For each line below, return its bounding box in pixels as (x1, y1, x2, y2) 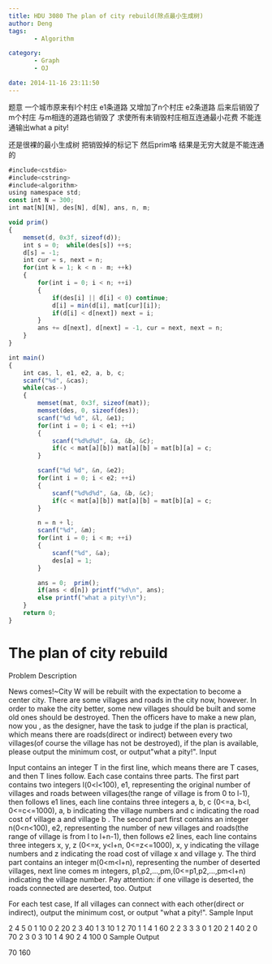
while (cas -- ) (23, 384, 67, 392)
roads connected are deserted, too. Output (8, 883, 152, 893)
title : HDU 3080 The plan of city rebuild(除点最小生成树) (8, 11, 204, 20)
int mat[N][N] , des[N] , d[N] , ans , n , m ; (8, 204, 151, 212)
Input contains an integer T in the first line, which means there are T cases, (8, 762, 259, 772)
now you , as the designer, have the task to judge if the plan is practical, (8, 721, 249, 730)
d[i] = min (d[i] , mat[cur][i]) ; (51, 301, 162, 309)
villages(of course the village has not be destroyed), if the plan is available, (8, 738, 259, 747)
